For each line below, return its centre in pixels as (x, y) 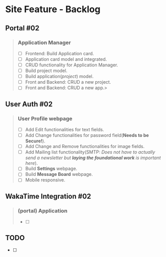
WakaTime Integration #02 (48, 196)
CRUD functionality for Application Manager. (72, 65)
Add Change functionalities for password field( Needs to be (87, 135)
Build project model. (46, 71)
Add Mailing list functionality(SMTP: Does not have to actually (90, 152)
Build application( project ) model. (59, 77)
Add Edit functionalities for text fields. (64, 130)
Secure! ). (35, 141)
